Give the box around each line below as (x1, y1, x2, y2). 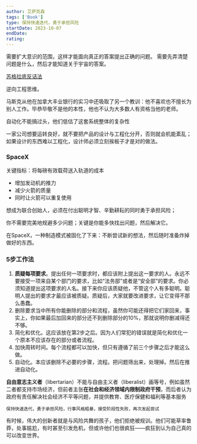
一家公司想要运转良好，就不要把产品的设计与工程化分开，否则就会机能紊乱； (6, 130, 192, 137)
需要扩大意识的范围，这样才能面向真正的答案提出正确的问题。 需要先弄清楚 (6, 53, 188, 60)
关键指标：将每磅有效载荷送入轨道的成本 (6, 167, 104, 174)
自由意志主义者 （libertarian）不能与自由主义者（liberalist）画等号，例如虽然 (6, 378, 190, 385)
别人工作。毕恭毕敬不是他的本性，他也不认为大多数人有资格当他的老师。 (6, 106, 181, 112)
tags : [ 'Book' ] (6, 14, 44, 20)
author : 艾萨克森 (6, 8, 45, 15)
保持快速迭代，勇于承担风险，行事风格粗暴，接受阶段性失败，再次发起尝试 (6, 406, 160, 412)
